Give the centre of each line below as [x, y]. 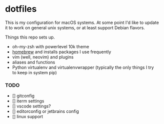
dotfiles [21, 9]
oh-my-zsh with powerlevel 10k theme [51, 46]
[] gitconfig [23, 96]
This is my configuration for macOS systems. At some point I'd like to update [82, 22]
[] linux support [28, 117]
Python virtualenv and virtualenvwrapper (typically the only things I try [83, 67]
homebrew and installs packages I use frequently [61, 52]
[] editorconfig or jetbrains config [45, 111]
